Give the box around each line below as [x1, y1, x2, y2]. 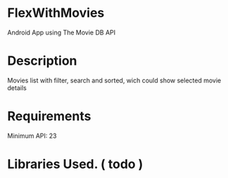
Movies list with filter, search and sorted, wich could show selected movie [7, 76, 222, 84]
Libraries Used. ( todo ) [7, 156, 144, 172]
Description [7, 53, 77, 69]
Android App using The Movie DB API [7, 28, 116, 37]
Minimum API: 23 [7, 132, 57, 140]
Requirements [7, 108, 91, 125]
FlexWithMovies [7, 5, 105, 21]
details [7, 83, 27, 92]
